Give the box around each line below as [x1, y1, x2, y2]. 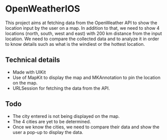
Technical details [5, 56, 61, 64]
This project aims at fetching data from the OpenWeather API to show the [5, 20, 157, 26]
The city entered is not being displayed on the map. [12, 113, 120, 119]
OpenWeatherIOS [5, 3, 80, 15]
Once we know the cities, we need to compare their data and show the [12, 124, 160, 130]
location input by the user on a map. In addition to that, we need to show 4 [5, 25, 160, 31]
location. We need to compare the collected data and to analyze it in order [5, 36, 159, 42]
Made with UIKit [12, 69, 46, 75]
